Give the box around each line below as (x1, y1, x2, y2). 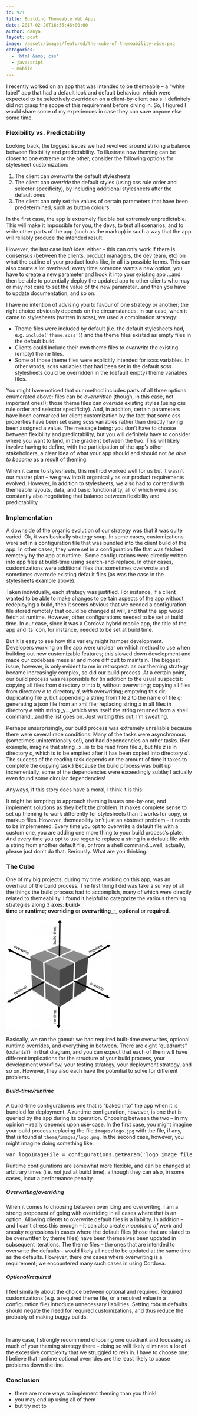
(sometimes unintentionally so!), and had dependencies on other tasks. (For (6, 737, 190, 744)
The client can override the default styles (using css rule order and (14, 179, 177, 186)
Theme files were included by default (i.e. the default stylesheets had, (14, 325, 185, 332)
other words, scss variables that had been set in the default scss (14, 362, 172, 369)
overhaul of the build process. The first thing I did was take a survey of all (6, 882, 185, 890)
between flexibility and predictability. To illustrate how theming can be (6, 148, 176, 155)
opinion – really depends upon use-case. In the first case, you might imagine (6, 1121, 192, 1128)
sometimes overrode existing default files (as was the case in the (6, 571, 164, 578)
